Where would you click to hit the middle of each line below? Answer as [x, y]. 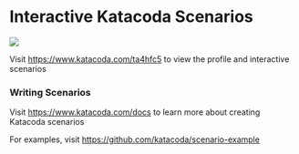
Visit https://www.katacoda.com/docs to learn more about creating [135, 112]
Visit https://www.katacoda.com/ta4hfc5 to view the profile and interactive [149, 59]
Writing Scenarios [50, 92]
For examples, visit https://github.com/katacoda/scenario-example [134, 139]
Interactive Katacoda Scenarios [131, 17]
